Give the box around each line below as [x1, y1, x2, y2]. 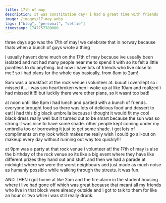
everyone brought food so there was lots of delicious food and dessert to [5, 105, 155, 111]
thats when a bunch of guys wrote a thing [5, 45, 90, 51]
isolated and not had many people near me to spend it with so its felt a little [5, 59, 159, 65]
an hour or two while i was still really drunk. [5, 193, 94, 199]
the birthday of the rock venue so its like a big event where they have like [5, 152, 155, 157]
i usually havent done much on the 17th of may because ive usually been [5, 54, 153, 60]
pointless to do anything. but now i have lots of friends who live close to [5, 65, 152, 71]
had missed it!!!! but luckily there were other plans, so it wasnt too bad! [5, 90, 150, 96]
